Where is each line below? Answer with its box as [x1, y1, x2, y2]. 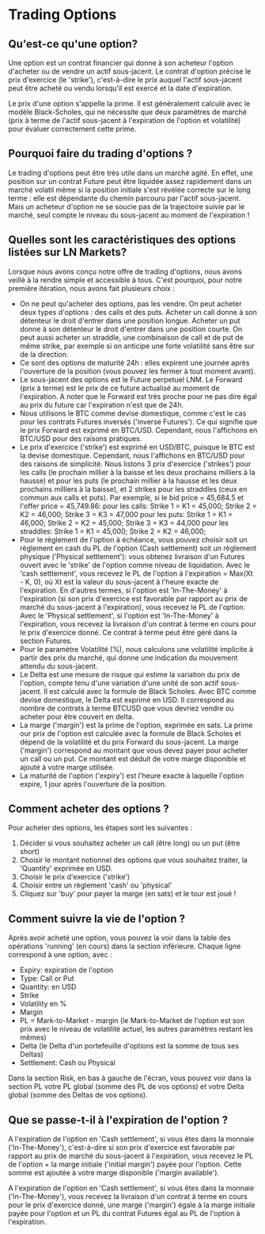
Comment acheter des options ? [8, 803, 170, 816]
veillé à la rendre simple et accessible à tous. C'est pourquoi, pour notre [8, 275, 243, 285]
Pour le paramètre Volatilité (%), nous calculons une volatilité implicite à [19, 644, 254, 653]
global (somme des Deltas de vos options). [8, 1090, 148, 1100]
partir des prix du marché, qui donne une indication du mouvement [19, 653, 238, 662]
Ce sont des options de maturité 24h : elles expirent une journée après [19, 358, 250, 367]
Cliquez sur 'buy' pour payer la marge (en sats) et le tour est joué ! [19, 889, 237, 899]
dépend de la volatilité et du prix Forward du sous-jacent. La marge [19, 737, 239, 746]
